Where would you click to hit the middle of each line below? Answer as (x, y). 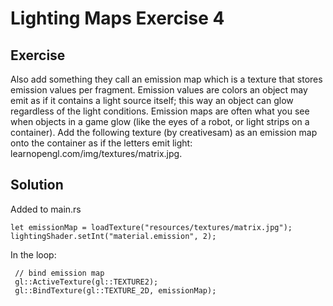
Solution (37, 185)
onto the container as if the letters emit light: (101, 143)
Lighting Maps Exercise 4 (117, 18)
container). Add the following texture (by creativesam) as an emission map (164, 132)
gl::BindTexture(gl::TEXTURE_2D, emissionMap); (115, 290)
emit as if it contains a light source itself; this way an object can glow (152, 100)
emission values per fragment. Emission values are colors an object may (159, 90)
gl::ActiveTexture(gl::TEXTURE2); (86, 282)
